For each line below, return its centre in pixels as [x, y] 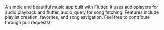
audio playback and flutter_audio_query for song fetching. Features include [82, 12]
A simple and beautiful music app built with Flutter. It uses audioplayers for [82, 7]
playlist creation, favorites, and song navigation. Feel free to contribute [78, 17]
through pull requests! [28, 22]
